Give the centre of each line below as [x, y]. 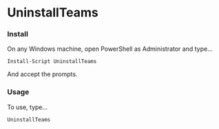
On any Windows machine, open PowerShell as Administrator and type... [110, 49]
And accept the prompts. [42, 74]
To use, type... [28, 107]
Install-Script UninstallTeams [52, 62]
